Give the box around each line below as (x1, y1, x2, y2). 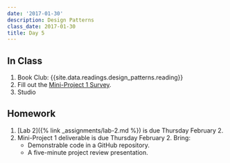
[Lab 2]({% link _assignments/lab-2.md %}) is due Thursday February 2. (17, 126, 224, 135)
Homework (7, 108, 56, 119)
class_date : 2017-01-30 (7, 23, 76, 30)
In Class (7, 55, 43, 66)
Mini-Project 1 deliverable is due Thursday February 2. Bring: (17, 133, 191, 142)
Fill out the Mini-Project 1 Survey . (17, 81, 112, 89)
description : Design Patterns (7, 17, 95, 23)
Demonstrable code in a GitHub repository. (27, 141, 150, 149)
